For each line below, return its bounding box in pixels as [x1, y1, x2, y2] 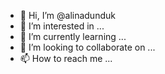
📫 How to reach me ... [19, 53, 113, 64]
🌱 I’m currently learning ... [19, 31, 127, 42]
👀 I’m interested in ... [19, 20, 105, 32]
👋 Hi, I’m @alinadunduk [19, 10, 116, 21]
